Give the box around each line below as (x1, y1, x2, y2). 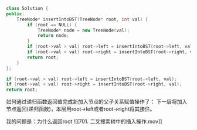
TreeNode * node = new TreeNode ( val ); (37, 27, 130, 33)
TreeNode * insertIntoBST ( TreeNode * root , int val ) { (16, 16, 148, 22)
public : (6, 11, 25, 17)
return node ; (37, 33, 69, 39)
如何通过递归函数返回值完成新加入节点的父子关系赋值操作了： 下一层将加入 (6, 98, 188, 105)
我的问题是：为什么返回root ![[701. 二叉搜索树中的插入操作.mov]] (6, 118, 162, 125)
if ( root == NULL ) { (27, 22, 77, 28)
